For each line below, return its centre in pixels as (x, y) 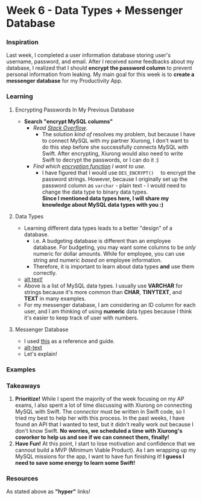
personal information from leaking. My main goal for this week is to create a (100, 74)
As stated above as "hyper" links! (48, 491)
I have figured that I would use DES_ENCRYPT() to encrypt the (119, 172)
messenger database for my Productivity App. (64, 81)
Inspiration (23, 42)
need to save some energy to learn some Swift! (75, 463)
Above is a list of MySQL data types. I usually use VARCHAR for (103, 285)
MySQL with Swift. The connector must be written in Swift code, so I (100, 411)
